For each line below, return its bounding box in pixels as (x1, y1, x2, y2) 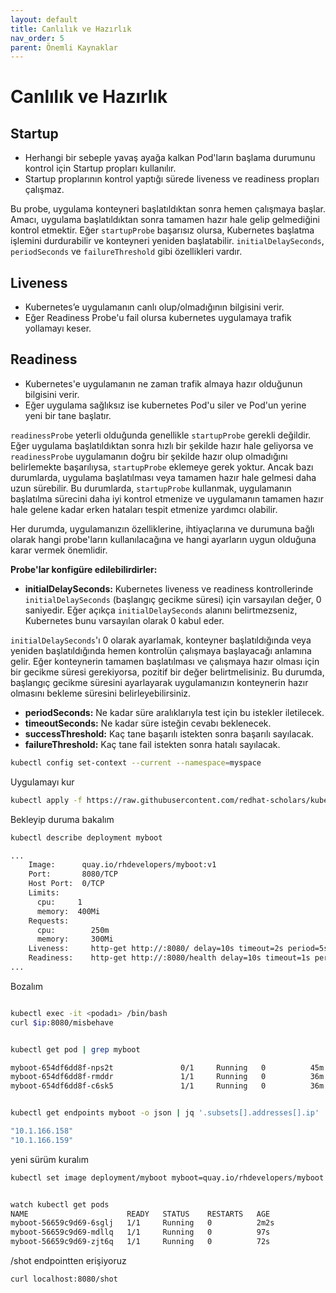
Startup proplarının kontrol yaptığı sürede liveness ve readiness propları (24, 173, 320, 185)
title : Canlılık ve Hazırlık (10, 24, 132, 34)
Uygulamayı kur (10, 776, 75, 788)
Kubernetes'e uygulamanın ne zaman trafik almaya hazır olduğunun (24, 377, 303, 390)
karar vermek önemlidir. (10, 544, 108, 556)
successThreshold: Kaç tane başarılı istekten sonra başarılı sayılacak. (24, 727, 314, 740)
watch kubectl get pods (10, 1199, 110, 1210)
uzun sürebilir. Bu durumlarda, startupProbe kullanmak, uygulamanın (10, 482, 292, 494)
